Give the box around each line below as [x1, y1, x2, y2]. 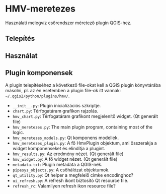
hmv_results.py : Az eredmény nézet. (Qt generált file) [12, 151, 124, 157]
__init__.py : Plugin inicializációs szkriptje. [12, 102, 101, 108]
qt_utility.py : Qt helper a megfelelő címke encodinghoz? [12, 172, 133, 178]
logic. [12, 129, 24, 135]
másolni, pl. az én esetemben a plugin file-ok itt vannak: [5, 87, 121, 93]
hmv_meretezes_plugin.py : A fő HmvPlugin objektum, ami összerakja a [12, 140, 157, 146]
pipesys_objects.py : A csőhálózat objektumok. [12, 167, 110, 173]
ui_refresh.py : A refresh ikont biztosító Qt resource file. [12, 177, 129, 183]
